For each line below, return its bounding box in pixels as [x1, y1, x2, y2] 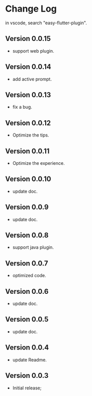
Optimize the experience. [12, 160, 65, 166]
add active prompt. [12, 76, 52, 82]
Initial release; [12, 385, 42, 391]
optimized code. [12, 273, 46, 279]
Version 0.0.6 [5, 287, 49, 296]
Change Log [5, 3, 57, 15]
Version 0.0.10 [5, 175, 51, 184]
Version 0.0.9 [5, 203, 49, 211]
